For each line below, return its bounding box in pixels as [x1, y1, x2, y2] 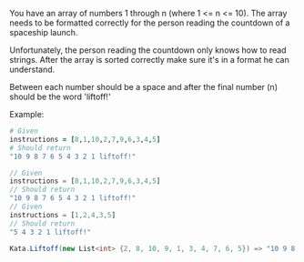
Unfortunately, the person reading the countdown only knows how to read [9, 45, 287, 55]
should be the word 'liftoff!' [9, 91, 111, 102]
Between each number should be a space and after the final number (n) [9, 82, 278, 92]
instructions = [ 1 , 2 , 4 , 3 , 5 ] [9, 210, 117, 219]
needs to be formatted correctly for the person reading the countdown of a [9, 17, 290, 28]
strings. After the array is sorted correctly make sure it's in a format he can [9, 55, 289, 65]
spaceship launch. [9, 27, 78, 37]
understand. [9, 64, 56, 75]
